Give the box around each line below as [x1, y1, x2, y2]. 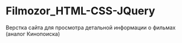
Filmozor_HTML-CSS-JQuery [5, 4, 155, 18]
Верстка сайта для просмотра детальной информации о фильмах [5, 24, 176, 31]
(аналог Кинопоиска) [5, 30, 60, 37]
